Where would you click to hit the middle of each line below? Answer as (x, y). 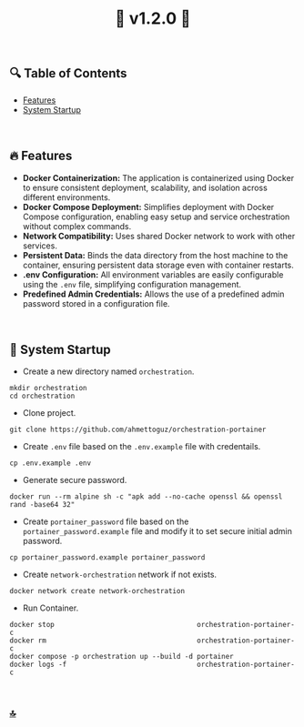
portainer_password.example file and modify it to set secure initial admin (157, 531)
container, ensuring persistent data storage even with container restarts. (158, 265)
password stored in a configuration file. (96, 303)
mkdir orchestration (49, 389)
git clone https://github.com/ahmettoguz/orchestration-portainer (138, 430)
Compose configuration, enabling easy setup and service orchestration (156, 217)
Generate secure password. (75, 480)
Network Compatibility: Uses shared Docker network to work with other (159, 236)
